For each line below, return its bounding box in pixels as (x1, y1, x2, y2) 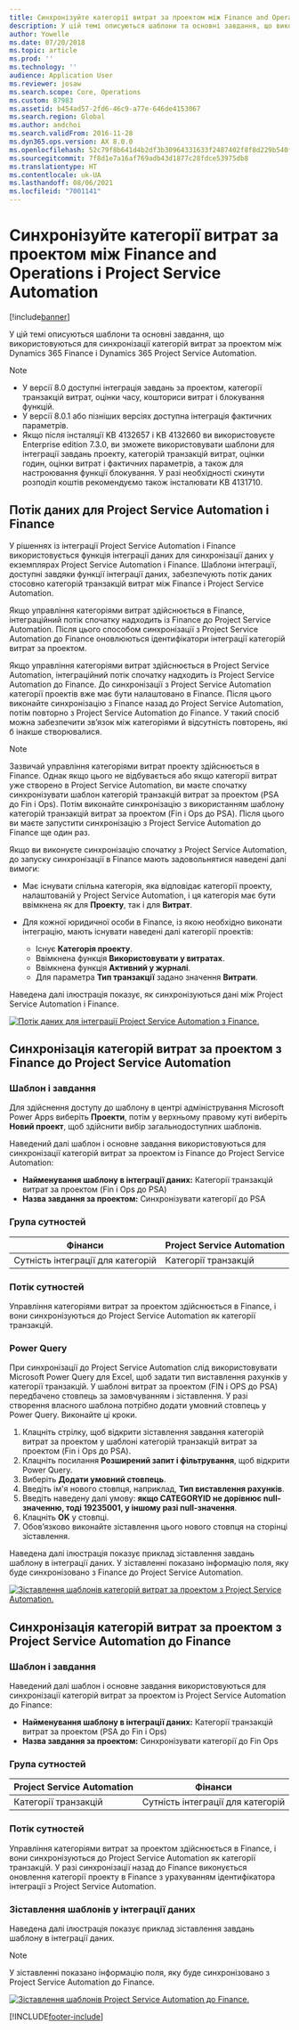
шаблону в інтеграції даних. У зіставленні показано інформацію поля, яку (9, 1558, 289, 1569)
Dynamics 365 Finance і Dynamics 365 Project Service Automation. (9, 347, 257, 358)
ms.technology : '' (9, 63, 77, 72)
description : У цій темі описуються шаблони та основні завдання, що (9, 21, 273, 30)
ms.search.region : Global (9, 112, 105, 121)
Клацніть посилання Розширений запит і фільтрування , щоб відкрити (21, 1455, 290, 1466)
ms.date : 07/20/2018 (9, 37, 86, 47)
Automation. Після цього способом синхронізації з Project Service (9, 624, 259, 634)
